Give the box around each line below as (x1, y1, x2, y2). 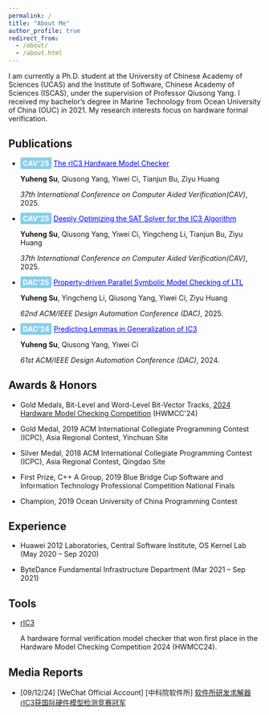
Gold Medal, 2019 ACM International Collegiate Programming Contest (19, 423, 250, 434)
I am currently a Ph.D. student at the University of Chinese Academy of (8, 71, 243, 80)
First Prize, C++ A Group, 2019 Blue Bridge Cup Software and (19, 472, 223, 482)
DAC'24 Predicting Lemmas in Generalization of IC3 (22, 324, 198, 333)
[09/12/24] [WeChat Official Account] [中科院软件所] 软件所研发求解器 (19, 688, 251, 697)
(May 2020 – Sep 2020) (19, 550, 100, 559)
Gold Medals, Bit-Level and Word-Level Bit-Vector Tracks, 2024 (19, 399, 231, 410)
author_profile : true (8, 27, 81, 35)
